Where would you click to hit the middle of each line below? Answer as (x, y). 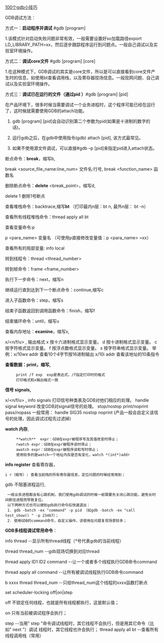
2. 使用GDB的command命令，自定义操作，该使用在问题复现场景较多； (67, 521)
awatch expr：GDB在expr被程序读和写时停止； (58, 450)
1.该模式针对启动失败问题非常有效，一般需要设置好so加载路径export (73, 39)
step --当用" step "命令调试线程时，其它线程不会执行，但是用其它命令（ (78, 623)
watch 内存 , (17, 429)
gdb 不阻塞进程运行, (25, 484)
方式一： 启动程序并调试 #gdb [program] (45, 28)
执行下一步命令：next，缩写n (34, 279)
